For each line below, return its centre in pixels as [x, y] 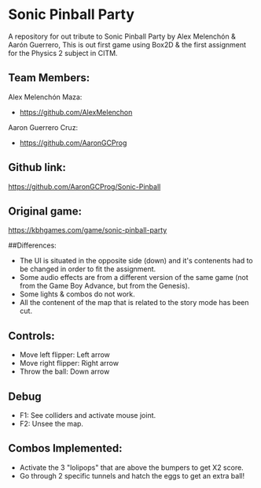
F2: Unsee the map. [51, 424]
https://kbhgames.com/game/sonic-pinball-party [88, 230]
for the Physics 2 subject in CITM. [63, 53]
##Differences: [32, 245]
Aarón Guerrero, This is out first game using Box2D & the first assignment [127, 44]
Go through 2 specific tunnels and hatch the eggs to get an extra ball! [132, 475]
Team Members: [49, 78]
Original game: [45, 211]
